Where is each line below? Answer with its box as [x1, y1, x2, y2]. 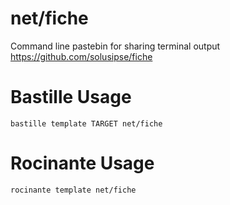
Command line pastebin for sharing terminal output [10, 40, 221, 52]
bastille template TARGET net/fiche [10, 118, 163, 129]
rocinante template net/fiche [10, 185, 137, 195]
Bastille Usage [10, 86, 132, 109]
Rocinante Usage [10, 152, 155, 175]
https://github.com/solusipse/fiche [10, 50, 153, 62]
